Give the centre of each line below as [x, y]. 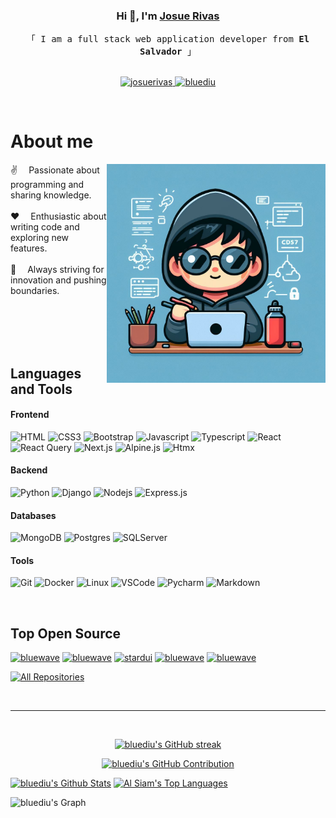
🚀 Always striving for [57, 270]
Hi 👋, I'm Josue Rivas [168, 16]
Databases [33, 515]
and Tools [41, 389]
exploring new [40, 238]
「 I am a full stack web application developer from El [168, 39]
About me [52, 141]
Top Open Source [66, 633]
